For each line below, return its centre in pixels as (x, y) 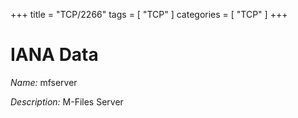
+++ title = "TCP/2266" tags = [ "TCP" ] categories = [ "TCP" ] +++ (149, 14)
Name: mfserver (44, 82)
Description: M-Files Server (67, 101)
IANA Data (54, 55)
